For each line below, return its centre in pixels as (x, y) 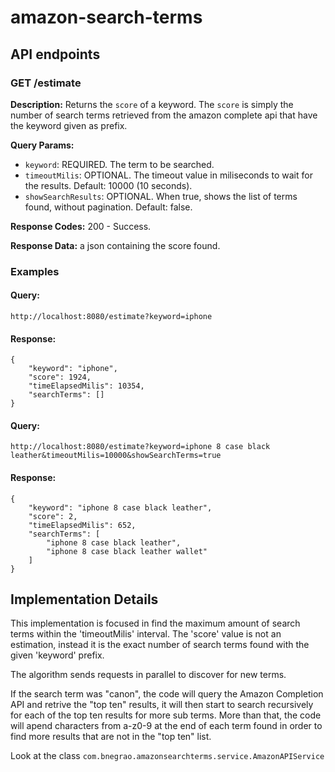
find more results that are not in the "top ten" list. (111, 737)
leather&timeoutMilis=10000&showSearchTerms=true (116, 456)
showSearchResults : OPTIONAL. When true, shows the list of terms (161, 196)
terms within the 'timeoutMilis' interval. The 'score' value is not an (146, 634)
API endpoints (55, 54)
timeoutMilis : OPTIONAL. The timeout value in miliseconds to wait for (168, 175)
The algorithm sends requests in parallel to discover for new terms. (148, 675)
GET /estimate (46, 83)
